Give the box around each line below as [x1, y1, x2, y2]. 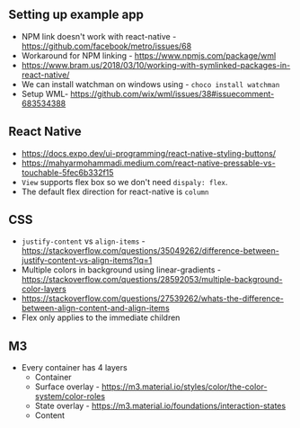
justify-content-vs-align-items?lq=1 [21, 255, 153, 266]
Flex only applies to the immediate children [21, 312, 181, 323]
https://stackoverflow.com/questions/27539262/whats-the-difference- [21, 293, 284, 304]
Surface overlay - [34, 381, 100, 392]
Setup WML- [21, 88, 69, 99]
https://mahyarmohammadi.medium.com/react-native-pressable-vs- [21, 157, 276, 168]
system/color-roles [34, 391, 105, 402]
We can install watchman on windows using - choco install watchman [21, 78, 280, 89]
